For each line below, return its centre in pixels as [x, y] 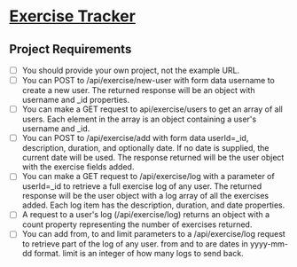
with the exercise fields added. [78, 167]
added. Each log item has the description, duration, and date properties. [153, 205]
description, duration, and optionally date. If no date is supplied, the [145, 148]
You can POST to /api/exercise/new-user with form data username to [148, 81]
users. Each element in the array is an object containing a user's [139, 119]
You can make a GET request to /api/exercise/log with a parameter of [148, 177]
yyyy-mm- [269, 244]
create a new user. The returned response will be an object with [138, 90]
